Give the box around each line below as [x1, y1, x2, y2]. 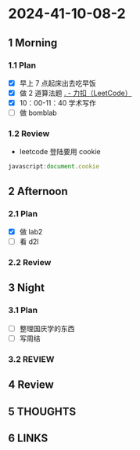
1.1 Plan [8, 60, 37, 71]
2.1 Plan [8, 208, 38, 219]
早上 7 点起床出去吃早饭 [19, 78, 96, 87]
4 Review [8, 378, 55, 392]
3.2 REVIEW [8, 353, 55, 364]
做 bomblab [19, 108, 57, 118]
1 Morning [8, 36, 58, 50]
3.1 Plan [8, 304, 38, 315]
